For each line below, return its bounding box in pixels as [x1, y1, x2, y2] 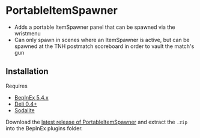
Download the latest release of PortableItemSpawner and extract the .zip [5, 118, 187, 125]
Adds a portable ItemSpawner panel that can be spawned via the [14, 23, 175, 31]
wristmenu [14, 29, 41, 37]
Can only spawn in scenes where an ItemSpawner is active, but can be [14, 36, 190, 43]
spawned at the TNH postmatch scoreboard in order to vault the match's [14, 43, 195, 50]
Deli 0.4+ [14, 100, 37, 107]
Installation [5, 67, 49, 77]
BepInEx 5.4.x [14, 94, 49, 101]
